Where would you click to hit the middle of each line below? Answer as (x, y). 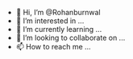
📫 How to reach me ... (53, 47)
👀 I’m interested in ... (50, 21)
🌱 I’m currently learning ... (59, 29)
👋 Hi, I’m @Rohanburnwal (58, 12)
